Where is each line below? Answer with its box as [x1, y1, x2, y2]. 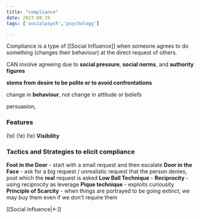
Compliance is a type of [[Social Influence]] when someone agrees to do [6, 42, 189, 50]
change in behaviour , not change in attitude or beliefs [6, 91, 142, 98]
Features [6, 118, 34, 127]
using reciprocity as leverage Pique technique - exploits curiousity [6, 180, 174, 188]
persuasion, [6, 103, 37, 110]
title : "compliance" [6, 9, 59, 15]
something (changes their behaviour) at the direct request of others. [6, 49, 177, 56]
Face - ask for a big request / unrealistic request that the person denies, [6, 168, 187, 175]
